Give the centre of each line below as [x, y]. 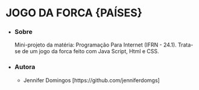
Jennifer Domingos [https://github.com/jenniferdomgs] [92, 80]
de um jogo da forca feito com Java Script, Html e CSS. [90, 51]
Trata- [185, 45]
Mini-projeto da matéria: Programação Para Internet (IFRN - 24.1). [96, 45]
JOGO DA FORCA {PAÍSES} [74, 13]
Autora [25, 67]
